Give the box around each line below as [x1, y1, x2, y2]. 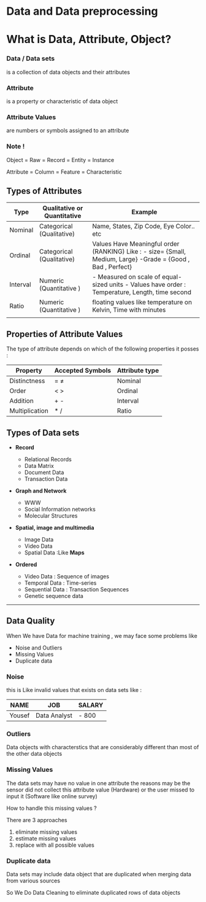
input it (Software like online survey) [6, 792, 98, 799]
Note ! [6, 142, 25, 151]
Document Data [24, 468, 64, 476]
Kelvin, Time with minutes [91, 306, 166, 314]
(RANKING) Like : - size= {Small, [91, 247, 186, 256]
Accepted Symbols [54, 367, 112, 375]
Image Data [24, 536, 54, 543]
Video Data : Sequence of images [24, 573, 109, 580]
